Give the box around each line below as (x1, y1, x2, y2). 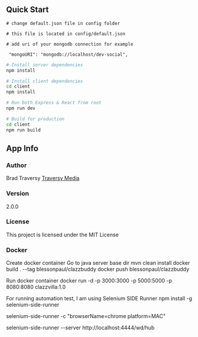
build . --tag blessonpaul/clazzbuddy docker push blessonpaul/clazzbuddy (6, 266, 190, 273)
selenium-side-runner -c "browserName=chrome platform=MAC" (6, 313, 166, 320)
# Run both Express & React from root (6, 100, 102, 106)
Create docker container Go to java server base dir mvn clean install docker (6, 259, 190, 267)
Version (6, 190, 30, 198)
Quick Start (6, 5, 49, 15)
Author (6, 161, 27, 169)
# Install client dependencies (6, 78, 83, 84)
